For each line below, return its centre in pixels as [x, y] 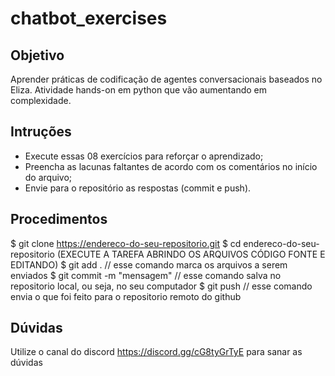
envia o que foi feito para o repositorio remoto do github [126, 296]
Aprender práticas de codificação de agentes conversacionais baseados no [166, 79]
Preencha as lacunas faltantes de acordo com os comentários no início [171, 166]
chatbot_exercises [89, 18]
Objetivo [37, 55]
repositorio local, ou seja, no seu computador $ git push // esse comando [161, 286]
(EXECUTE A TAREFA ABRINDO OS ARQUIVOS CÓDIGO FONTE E [191, 254]
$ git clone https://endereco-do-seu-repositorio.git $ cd [126, 243]
